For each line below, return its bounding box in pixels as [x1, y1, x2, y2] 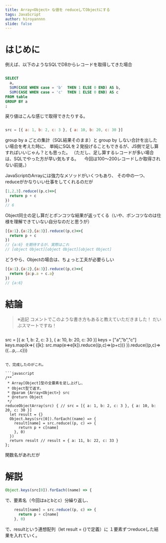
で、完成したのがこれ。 [5, 362, 46, 367]
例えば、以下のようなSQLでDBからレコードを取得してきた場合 [5, 62, 133, 68]
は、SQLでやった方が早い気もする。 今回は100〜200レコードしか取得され [5, 156, 161, 162]
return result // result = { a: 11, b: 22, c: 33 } [9, 438, 119, 443]
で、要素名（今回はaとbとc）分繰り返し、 [5, 497, 91, 503]
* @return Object [7, 394, 43, 400]
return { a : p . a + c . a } [9, 271, 55, 276]
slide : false [5, 21, 32, 26]
